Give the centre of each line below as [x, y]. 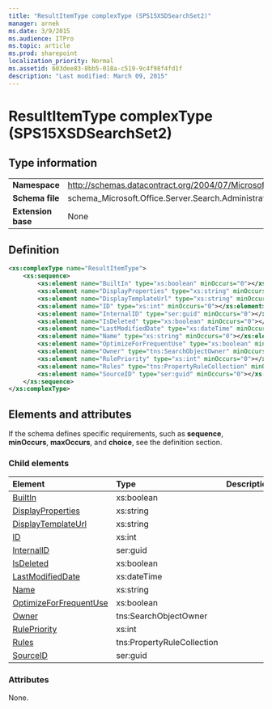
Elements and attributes [70, 414]
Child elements [39, 464]
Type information [53, 163]
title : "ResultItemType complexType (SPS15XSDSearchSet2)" [110, 16]
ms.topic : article [39, 46]
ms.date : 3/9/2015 [39, 31]
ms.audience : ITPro [41, 38]
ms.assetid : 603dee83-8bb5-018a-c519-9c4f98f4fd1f [96, 69]
